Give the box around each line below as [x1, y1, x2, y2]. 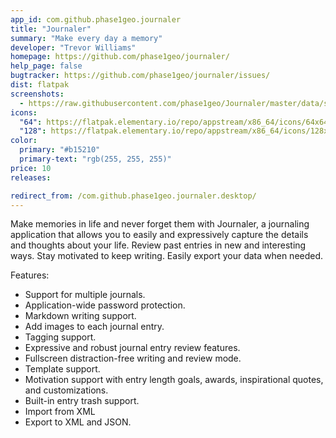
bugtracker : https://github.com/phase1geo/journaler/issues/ [10, 71, 271, 81]
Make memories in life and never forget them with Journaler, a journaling [10, 218, 310, 230]
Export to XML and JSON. [24, 416, 132, 428]
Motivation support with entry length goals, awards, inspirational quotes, [24, 374, 324, 386]
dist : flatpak [10, 80, 70, 90]
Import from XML [24, 406, 96, 418]
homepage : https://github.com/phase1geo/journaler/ [10, 52, 230, 62]
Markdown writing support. [24, 310, 137, 322]
